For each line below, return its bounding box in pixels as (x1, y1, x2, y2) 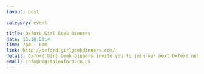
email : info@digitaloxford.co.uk (6, 58, 91, 64)
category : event (6, 19, 47, 26)
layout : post (6, 8, 39, 15)
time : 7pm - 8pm (6, 42, 47, 48)
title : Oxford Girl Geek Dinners (6, 31, 91, 37)
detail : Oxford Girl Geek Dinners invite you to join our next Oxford (6, 53, 189, 59)
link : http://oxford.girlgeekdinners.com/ (6, 48, 115, 54)
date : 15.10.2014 (6, 36, 50, 42)
